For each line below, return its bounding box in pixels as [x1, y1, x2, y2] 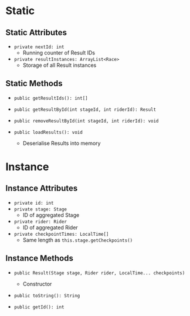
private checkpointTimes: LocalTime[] [13, 231, 109, 237]
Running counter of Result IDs [22, 49, 95, 56]
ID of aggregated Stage [22, 211, 80, 218]
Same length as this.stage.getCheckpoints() [22, 236, 133, 243]
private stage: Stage [13, 206, 67, 212]
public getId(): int [13, 304, 65, 310]
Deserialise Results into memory [22, 140, 101, 147]
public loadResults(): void [13, 129, 83, 135]
